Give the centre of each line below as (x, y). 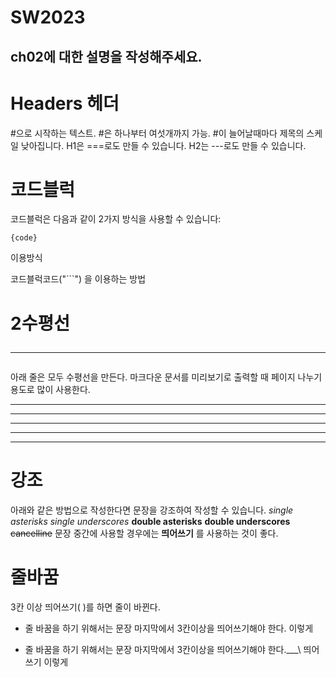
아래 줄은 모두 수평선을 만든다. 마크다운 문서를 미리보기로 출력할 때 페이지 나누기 (166, 377)
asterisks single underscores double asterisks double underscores (150, 521)
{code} (24, 238)
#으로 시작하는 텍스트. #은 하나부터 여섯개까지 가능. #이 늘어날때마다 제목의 (157, 133)
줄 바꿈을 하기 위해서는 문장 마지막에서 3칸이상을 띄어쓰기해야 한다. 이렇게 (169, 628)
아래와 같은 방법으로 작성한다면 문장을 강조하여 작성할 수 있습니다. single (152, 510)
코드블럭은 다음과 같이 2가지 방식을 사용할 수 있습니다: (116, 219)
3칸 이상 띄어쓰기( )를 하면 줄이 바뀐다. (85, 607)
